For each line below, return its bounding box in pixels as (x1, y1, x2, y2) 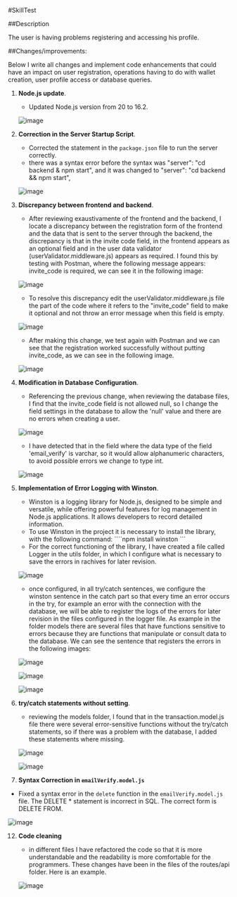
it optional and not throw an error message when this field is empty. (28, 309, 224, 317)
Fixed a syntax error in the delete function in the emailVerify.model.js (18, 789, 224, 798)
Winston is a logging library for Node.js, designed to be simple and (28, 497, 222, 506)
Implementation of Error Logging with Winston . (18, 484, 159, 492)
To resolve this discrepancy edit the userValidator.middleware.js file (28, 294, 224, 302)
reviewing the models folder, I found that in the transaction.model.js (28, 713, 224, 720)
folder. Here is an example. (28, 868, 107, 876)
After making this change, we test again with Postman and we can (28, 336, 220, 344)
